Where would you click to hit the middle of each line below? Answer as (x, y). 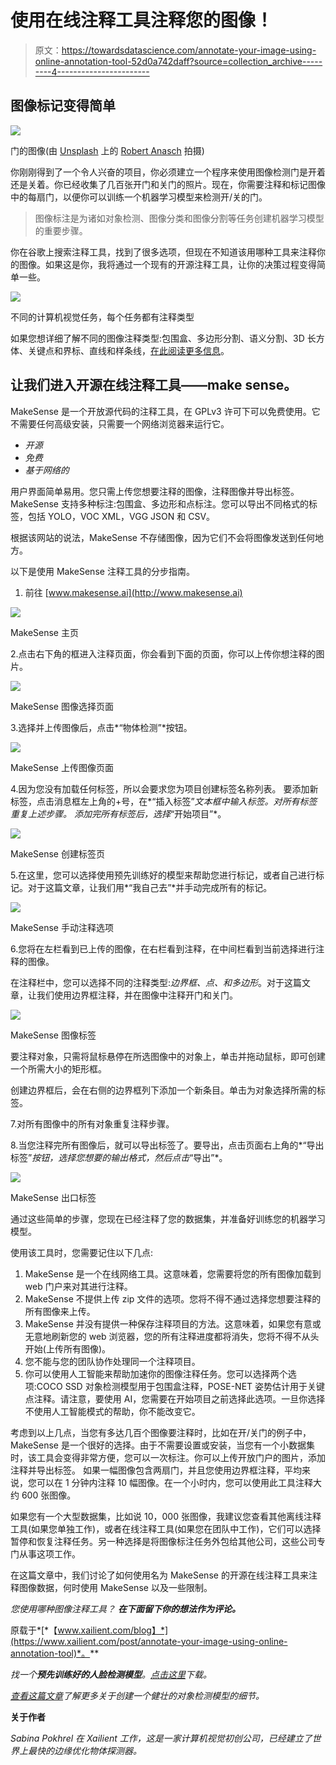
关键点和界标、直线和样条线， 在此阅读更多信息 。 (128, 350)
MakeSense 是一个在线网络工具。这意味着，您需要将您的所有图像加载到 (173, 1273)
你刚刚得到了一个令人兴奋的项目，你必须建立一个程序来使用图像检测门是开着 (168, 172)
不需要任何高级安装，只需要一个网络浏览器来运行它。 (120, 423)
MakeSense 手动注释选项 (62, 927)
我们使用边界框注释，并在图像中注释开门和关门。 (137, 995)
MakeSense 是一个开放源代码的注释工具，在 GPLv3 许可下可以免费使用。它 (165, 411)
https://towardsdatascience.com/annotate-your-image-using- (189, 50)
